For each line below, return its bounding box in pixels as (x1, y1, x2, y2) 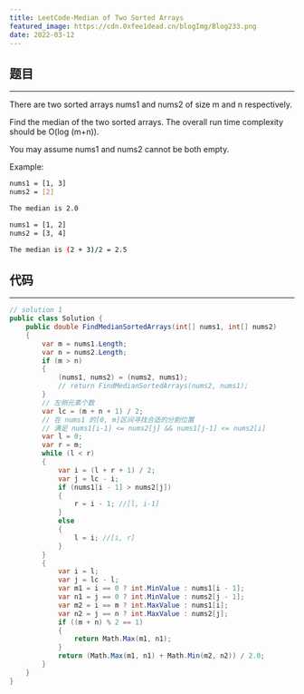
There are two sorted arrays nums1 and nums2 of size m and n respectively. (9, 99, 292, 110)
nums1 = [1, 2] (9, 220, 67, 230)
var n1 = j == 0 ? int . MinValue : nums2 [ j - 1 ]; (57, 592, 245, 601)
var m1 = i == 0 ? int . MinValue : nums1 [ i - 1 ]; (57, 584, 245, 593)
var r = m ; (42, 441, 83, 450)
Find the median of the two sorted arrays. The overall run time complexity (9, 117, 283, 128)
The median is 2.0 (9, 203, 79, 213)
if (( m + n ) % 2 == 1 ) (57, 618, 144, 627)
